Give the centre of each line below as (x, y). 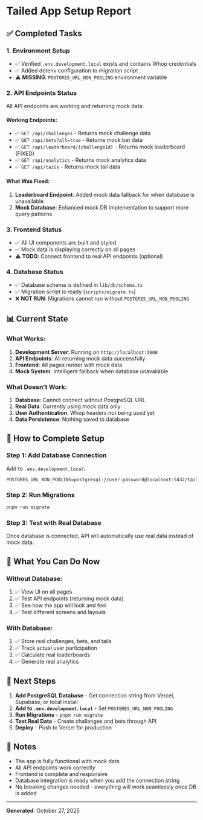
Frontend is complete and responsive (61, 774)
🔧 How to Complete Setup (55, 438)
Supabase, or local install (46, 702)
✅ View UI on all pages (43, 592)
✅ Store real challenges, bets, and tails (63, 641)
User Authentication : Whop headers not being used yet (85, 413)
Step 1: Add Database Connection (56, 455)
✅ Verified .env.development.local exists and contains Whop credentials (105, 63)
